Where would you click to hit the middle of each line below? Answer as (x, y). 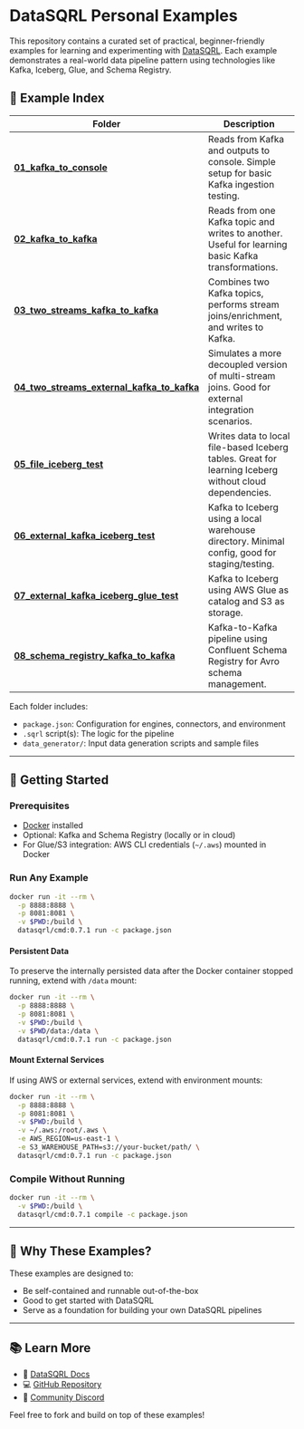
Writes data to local (249, 436)
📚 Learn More (50, 1348)
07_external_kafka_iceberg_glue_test (96, 595)
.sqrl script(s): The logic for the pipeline (98, 733)
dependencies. (239, 492)
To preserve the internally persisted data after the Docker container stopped (152, 971)
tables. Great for (242, 459)
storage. (225, 613)
